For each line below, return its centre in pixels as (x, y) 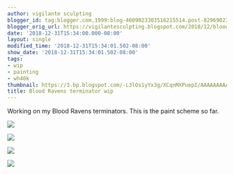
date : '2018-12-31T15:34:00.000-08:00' (65, 33)
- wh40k (18, 78)
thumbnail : (23, 85)
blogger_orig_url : (34, 26)
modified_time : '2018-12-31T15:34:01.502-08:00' (79, 46)
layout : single (29, 40)
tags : (15, 59)
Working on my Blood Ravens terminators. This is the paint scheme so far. (113, 111)
